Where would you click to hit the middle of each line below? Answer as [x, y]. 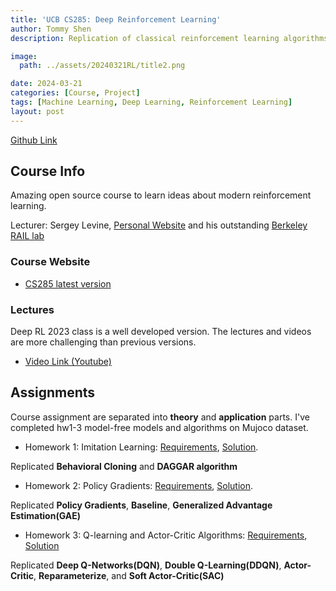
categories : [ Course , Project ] [75, 93]
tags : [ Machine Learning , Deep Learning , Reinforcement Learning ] [151, 102]
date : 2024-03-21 [46, 84]
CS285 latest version [68, 283]
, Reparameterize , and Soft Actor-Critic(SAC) [129, 575]
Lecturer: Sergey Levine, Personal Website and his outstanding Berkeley [159, 225]
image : [24, 56]
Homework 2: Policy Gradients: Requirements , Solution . [139, 485]
